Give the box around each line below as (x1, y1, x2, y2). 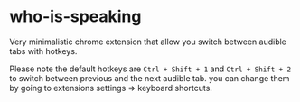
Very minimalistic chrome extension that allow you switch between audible (9, 36, 287, 47)
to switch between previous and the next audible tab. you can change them (9, 72, 290, 83)
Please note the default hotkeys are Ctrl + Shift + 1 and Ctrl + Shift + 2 (9, 63, 292, 74)
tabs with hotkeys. (9, 45, 78, 56)
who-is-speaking (9, 6, 142, 27)
